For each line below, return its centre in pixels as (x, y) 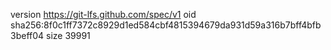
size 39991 (68, 35)
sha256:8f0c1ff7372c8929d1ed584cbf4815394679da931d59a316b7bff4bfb (166, 25)
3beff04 (27, 35)
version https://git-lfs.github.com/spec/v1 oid (103, 14)
